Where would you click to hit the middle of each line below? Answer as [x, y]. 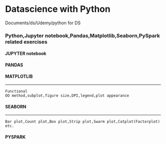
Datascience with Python [58, 9]
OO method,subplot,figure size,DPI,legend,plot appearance [67, 96]
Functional [16, 92]
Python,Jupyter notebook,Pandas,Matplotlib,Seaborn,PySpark [83, 36]
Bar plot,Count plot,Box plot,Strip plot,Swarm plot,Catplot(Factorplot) [83, 122]
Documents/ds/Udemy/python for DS [43, 23]
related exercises [26, 42]
